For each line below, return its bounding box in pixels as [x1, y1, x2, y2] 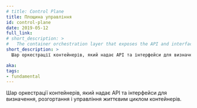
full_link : [6, 30, 33, 36]
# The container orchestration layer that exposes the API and [6, 41, 169, 47]
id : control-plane [6, 19, 51, 25]
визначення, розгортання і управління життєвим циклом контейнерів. [6, 96, 182, 103]
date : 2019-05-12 [6, 25, 49, 31]
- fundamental [6, 74, 41, 79]
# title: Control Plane [6, 8, 64, 15]
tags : [6, 68, 19, 74]
